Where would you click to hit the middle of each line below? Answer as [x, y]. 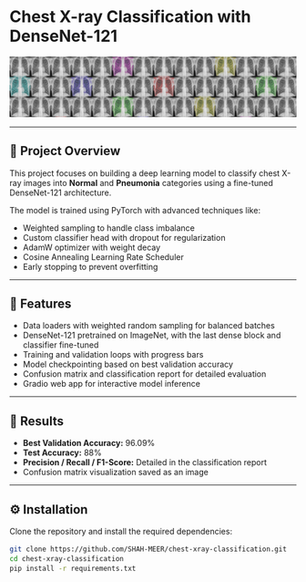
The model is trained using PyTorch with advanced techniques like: [135, 210]
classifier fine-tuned [61, 345]
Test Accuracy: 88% [62, 452]
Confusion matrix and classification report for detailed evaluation [144, 374]
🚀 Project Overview [65, 151]
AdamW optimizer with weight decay [92, 247]
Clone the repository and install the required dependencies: [121, 531]
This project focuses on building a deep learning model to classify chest [145, 173]
